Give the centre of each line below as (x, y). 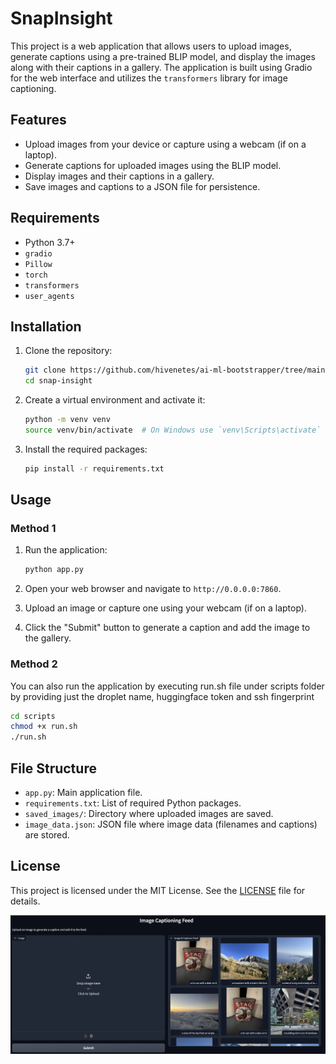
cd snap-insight (58, 381)
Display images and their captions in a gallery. (119, 176)
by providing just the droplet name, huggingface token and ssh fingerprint (162, 696)
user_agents (49, 296)
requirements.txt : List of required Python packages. (133, 803)
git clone (45, 370)
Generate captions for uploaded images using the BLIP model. (153, 165)
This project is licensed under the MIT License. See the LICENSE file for (158, 890)
